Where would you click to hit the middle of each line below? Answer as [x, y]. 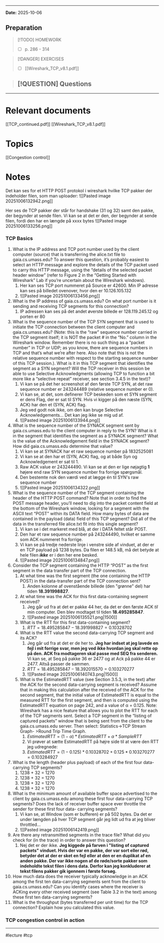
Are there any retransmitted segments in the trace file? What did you [81, 835]
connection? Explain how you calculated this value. [64, 907]
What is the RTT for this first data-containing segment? [75, 622]
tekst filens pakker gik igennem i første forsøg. [68, 871]
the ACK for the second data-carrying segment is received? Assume [88, 684]
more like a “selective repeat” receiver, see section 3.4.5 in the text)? [82, 379]
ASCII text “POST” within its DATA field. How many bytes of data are [81, 513]
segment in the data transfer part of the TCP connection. [69, 570]
